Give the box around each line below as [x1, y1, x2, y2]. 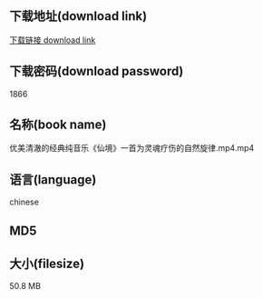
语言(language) [9, 172, 97, 187]
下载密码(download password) [9, 64, 184, 79]
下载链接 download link [9, 35, 96, 45]
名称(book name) [9, 117, 107, 133]
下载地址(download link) [9, 8, 148, 25]
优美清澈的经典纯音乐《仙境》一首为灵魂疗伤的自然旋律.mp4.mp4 [9, 143, 255, 154]
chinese [9, 196, 39, 207]
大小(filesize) [9, 256, 84, 272]
